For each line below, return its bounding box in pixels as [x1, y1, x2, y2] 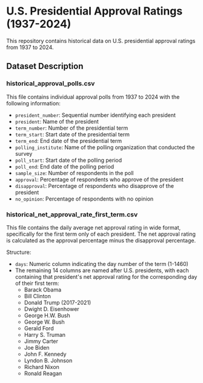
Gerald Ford [24, 324, 54, 331]
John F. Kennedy [24, 350, 67, 358]
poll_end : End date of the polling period [15, 162, 115, 170]
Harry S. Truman [24, 331, 65, 338]
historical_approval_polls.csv [6, 79, 95, 88]
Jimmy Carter [24, 338, 59, 345]
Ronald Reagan [24, 370, 62, 377]
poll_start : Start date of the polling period [15, 156, 122, 164]
